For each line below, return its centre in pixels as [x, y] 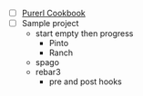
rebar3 [48, 72]
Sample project [50, 24]
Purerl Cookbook [53, 13]
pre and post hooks [85, 82]
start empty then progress [84, 34]
